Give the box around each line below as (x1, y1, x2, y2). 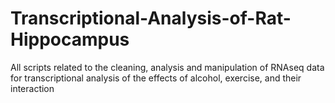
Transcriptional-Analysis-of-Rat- (10, 7, 292, 30)
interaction (10, 82, 55, 94)
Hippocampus (10, 28, 130, 51)
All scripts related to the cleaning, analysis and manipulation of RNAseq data (10, 61, 325, 73)
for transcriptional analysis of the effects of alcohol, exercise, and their (10, 72, 302, 84)
